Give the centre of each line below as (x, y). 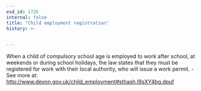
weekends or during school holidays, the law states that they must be (92, 63)
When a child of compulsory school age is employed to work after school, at (101, 56)
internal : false (26, 17)
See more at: (22, 75)
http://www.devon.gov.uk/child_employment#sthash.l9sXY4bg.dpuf (90, 82)
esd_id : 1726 (23, 12)
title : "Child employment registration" (58, 23)
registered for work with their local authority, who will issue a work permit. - (100, 69)
